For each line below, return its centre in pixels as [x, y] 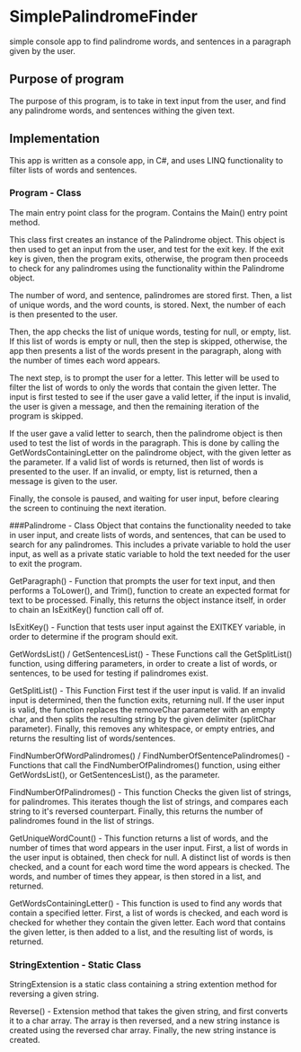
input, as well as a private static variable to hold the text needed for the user [150, 553]
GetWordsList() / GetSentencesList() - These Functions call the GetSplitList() [151, 654]
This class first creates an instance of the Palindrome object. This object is [147, 239]
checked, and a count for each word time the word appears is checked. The [150, 866]
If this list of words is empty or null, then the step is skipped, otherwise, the [148, 341]
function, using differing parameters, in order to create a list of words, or [143, 663]
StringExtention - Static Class [75, 965]
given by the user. [43, 50]
